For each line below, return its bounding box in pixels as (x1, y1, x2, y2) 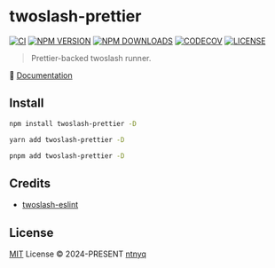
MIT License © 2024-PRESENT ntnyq (9, 248, 146, 259)
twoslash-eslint (21, 200, 79, 210)
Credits (9, 176, 51, 191)
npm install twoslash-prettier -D (9, 119, 137, 128)
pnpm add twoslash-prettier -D (9, 151, 125, 161)
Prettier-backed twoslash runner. (30, 52, 152, 63)
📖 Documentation (9, 69, 73, 81)
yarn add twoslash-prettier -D (9, 135, 125, 144)
